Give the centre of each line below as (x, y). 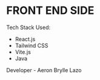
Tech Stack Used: (28, 27)
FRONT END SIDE (50, 11)
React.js (25, 39)
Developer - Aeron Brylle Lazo (44, 70)
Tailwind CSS (32, 45)
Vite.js (23, 52)
